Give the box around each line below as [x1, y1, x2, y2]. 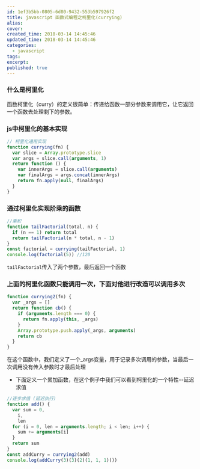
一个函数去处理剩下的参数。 [7, 108, 76, 115]
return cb [17, 333, 43, 339]
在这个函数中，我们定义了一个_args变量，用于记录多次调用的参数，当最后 [7, 356, 189, 363]
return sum [12, 440, 40, 447]
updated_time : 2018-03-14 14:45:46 [7, 37, 96, 43]
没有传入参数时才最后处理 [22, 363, 86, 370]
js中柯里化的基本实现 [7, 124, 68, 133]
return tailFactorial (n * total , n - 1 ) [12, 235, 115, 241]
